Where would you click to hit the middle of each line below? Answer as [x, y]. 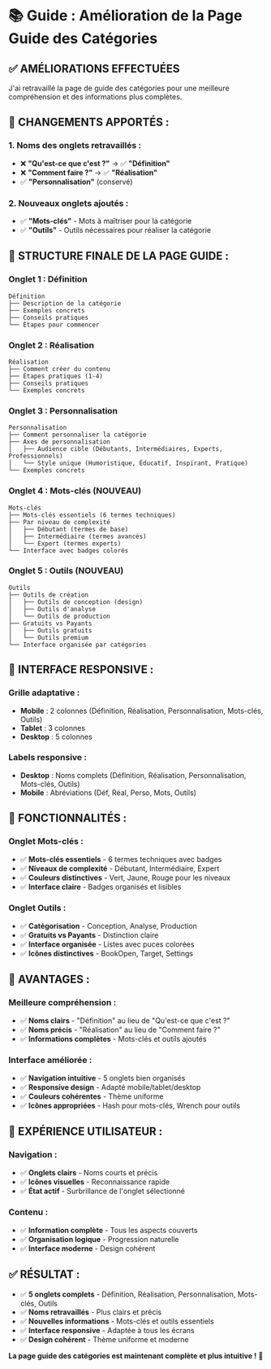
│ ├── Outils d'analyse [52, 609]
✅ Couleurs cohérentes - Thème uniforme [92, 1096]
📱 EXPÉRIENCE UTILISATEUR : [86, 1132]
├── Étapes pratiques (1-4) [56, 376]
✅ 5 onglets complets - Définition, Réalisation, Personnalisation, [128, 1294]
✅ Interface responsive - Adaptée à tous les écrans [107, 1330]
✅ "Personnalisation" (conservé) [76, 182]
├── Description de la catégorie [65, 303]
